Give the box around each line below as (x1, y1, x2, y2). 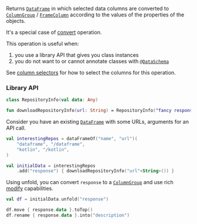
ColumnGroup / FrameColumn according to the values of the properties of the (6, 11, 185, 18)
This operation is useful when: (6, 40, 79, 47)
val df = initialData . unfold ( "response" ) (6, 196, 109, 202)
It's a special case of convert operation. (6, 29, 102, 36)
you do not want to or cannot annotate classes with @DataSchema (14, 58, 169, 65)
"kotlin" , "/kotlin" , (16, 147, 69, 152)
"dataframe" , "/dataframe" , (16, 141, 85, 147)
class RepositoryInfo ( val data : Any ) (6, 97, 98, 103)
